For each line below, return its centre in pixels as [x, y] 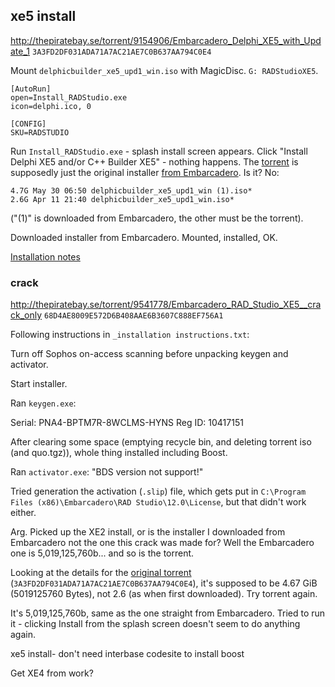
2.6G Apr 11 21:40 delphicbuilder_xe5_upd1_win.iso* [122, 199]
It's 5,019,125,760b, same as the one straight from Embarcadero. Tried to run [168, 613]
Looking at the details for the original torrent [101, 573]
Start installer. [39, 384]
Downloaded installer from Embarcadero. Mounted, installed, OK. [144, 237]
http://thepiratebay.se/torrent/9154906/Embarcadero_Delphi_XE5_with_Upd [166, 40]
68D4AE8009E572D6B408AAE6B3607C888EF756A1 [134, 316]
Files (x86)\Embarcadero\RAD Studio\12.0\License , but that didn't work [158, 502]
